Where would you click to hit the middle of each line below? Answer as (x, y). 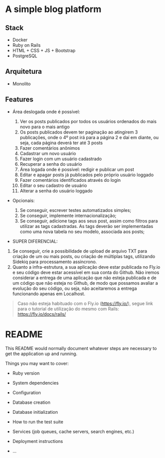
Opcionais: (23, 200)
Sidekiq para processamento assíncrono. (54, 262)
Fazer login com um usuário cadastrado (61, 159)
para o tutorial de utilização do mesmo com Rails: (68, 309)
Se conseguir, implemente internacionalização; (68, 215)
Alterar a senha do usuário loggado (56, 191)
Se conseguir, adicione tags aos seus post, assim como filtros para (89, 221)
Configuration (26, 392)
